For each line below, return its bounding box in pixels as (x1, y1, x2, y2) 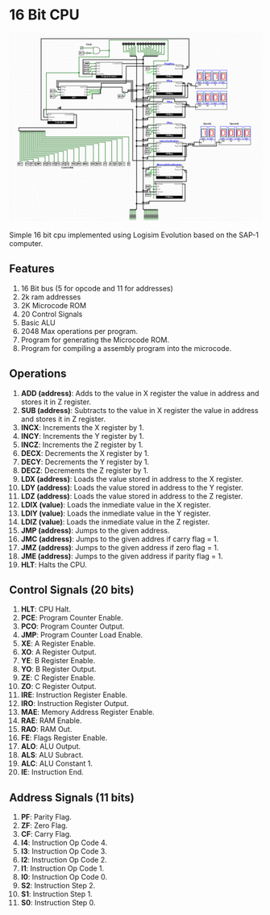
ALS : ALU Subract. (20, 750, 84, 760)
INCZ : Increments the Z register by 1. (20, 440, 143, 449)
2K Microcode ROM (20, 300, 87, 310)
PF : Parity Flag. (20, 813, 72, 822)
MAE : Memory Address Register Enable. (20, 708, 156, 717)
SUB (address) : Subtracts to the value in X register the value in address (20, 405, 259, 415)
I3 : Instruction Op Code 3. (20, 846, 107, 856)
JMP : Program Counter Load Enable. (20, 630, 143, 640)
